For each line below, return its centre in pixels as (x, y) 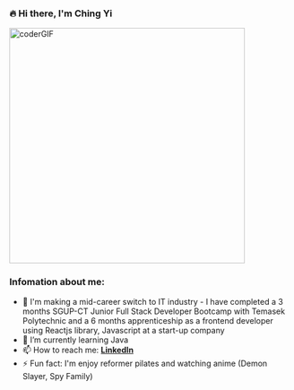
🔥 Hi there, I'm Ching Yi (61, 13)
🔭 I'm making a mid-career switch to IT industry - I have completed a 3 (153, 301)
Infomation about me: (57, 282)
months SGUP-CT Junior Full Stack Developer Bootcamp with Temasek (153, 311)
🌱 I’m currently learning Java (75, 340)
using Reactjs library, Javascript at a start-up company (124, 330)
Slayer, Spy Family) (57, 376)
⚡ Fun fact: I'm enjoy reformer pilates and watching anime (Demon (145, 363)
